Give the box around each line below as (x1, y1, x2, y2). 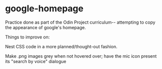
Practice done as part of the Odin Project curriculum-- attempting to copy (5, 19, 156, 25)
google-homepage (5, 3, 84, 14)
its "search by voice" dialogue (5, 58, 67, 64)
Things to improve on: (5, 34, 50, 40)
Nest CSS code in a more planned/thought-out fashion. (5, 43, 118, 49)
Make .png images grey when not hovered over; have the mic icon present (5, 53, 157, 59)
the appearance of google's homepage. (5, 24, 86, 30)
